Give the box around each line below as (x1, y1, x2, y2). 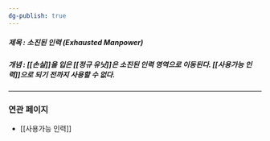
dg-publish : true (8, 11, 67, 20)
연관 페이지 (8, 104, 49, 115)
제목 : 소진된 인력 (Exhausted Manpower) (8, 38, 144, 48)
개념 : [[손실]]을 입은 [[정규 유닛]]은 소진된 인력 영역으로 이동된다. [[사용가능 (8, 60, 244, 69)
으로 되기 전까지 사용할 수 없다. (19, 69, 116, 79)
